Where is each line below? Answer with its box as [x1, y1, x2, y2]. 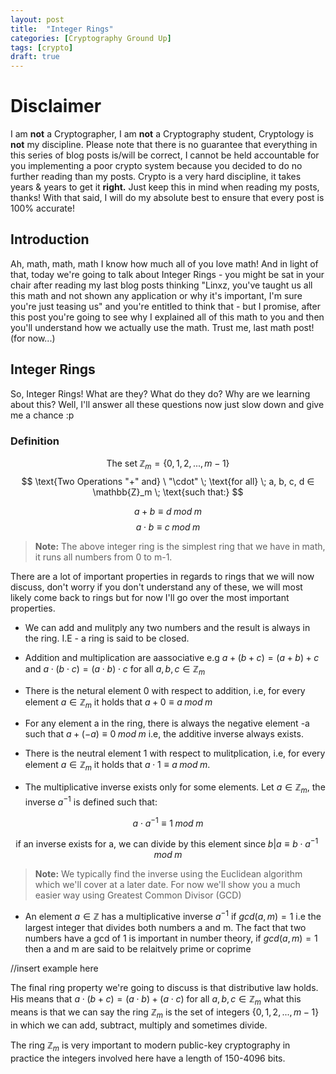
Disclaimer [10, 95, 102, 118]
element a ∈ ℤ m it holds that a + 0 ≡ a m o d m [24, 696, 213, 710]
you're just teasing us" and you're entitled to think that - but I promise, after [10, 300, 321, 312]
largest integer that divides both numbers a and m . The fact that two [24, 921, 307, 933]
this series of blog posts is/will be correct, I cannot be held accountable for [10, 149, 320, 161]
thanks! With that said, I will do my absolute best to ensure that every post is [10, 192, 325, 204]
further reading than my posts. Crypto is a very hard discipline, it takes [10, 171, 302, 183]
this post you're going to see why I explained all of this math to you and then [10, 311, 325, 323]
